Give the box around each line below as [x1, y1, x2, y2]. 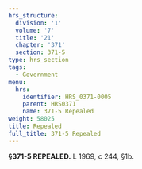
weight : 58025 [8, 115, 56, 123]
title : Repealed [8, 122, 62, 130]
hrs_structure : [8, 11, 59, 20]
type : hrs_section [8, 56, 69, 64]
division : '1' [15, 19, 62, 27]
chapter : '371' [15, 41, 66, 49]
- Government [15, 71, 59, 79]
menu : [8, 78, 26, 86]
